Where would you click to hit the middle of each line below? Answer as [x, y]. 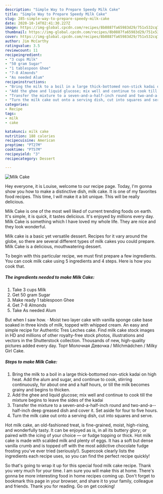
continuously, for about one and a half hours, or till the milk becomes [81, 384]
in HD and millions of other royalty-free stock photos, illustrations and [74, 335]
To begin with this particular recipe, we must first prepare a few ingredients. [81, 256]
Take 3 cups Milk [29, 290]
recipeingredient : [24, 55]
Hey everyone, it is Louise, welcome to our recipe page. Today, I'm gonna [78, 186]
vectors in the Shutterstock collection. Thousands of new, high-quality [75, 340]
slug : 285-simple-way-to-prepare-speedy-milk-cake [57, 18]
